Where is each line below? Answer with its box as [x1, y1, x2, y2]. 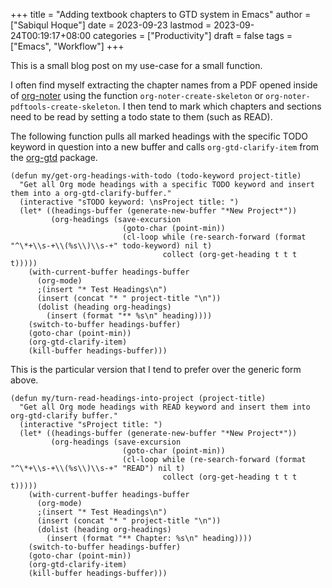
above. [10, 374, 39, 386]
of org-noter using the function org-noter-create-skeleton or [10, 90, 264, 101]
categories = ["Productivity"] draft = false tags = [93, 30, 293, 41]
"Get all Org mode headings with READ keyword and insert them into [19, 402, 311, 412]
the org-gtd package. [10, 152, 98, 163]
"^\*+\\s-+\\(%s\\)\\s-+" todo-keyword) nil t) [10, 241, 213, 251]
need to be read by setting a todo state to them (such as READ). [10, 111, 273, 123]
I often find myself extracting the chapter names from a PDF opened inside [10, 79, 318, 91]
